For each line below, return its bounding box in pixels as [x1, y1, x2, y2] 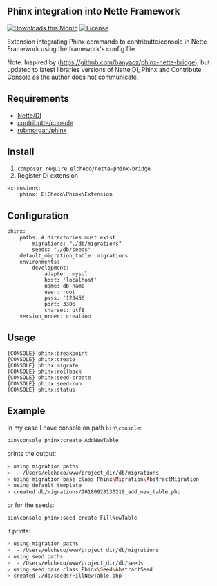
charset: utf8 [44, 307, 85, 314]
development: [32, 264, 70, 272]
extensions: [7, 185, 41, 192]
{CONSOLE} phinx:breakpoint [7, 350, 88, 357]
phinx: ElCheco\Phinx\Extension [19, 191, 113, 198]
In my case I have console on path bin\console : [7, 423, 142, 432]
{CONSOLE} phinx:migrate [7, 363, 79, 369]
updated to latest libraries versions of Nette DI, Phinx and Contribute [7, 65, 202, 73]
